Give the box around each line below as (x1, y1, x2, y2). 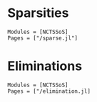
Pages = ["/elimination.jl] (7, 87, 91, 95)
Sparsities (7, 5, 69, 21)
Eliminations (7, 58, 83, 74)
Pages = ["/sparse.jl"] (7, 34, 78, 42)
